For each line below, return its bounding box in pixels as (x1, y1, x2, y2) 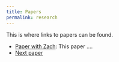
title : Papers (6, 8, 42, 15)
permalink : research (6, 14, 58, 20)
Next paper (14, 49, 43, 56)
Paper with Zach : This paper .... (14, 43, 93, 50)
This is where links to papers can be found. (6, 31, 113, 38)
